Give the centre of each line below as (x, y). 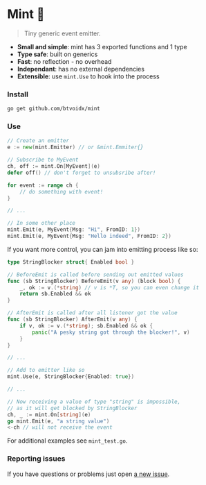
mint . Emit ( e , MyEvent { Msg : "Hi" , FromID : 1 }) (74, 230)
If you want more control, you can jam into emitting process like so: (103, 249)
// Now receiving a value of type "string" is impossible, (94, 402)
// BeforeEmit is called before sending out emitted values (96, 274)
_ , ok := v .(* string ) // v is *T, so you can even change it (109, 287)
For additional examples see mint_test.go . (67, 441)
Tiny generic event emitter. (62, 33)
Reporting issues (36, 459)
